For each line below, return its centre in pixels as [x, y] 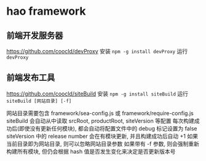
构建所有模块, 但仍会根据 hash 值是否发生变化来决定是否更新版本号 [91, 151]
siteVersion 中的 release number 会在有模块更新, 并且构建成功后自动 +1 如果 [102, 136]
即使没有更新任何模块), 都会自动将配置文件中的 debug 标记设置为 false [108, 128]
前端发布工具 [31, 78]
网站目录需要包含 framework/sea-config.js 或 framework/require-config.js [100, 113]
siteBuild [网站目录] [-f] [39, 101]
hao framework [46, 11]
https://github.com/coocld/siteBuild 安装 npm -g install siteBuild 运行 [97, 94]
